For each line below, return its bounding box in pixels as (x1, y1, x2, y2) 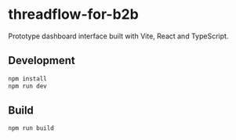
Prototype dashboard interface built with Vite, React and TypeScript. (8, 31, 229, 41)
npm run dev (8, 82, 47, 90)
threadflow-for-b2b (8, 5, 139, 23)
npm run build (8, 124, 55, 132)
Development (8, 54, 76, 67)
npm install (8, 74, 47, 83)
